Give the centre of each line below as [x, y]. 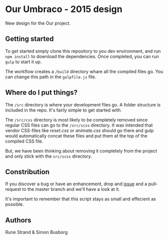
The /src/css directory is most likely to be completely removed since [76, 119]
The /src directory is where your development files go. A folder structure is [83, 104]
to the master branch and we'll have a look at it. [71, 189]
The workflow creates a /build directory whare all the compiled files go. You [84, 71]
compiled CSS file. [24, 141]
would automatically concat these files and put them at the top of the [76, 136]
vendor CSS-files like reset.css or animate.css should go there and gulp [79, 130]
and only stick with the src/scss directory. [49, 156]
